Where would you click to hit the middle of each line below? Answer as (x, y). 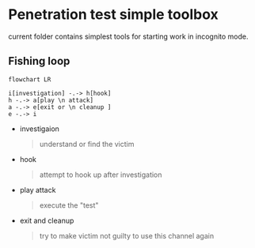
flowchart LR (30, 79)
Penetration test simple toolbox (114, 15)
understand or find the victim (87, 144)
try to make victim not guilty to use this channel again (127, 235)
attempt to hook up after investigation (101, 175)
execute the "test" (69, 205)
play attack (38, 190)
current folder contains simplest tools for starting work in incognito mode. (128, 36)
